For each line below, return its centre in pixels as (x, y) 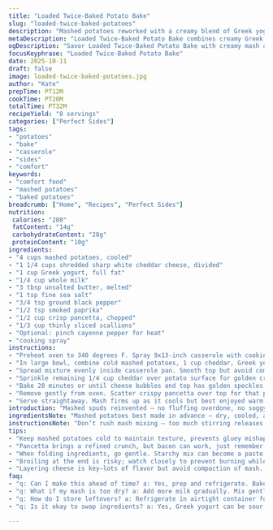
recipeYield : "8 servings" (54, 114)
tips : (17, 431)
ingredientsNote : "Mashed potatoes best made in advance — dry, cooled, (134, 416)
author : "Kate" (34, 84)
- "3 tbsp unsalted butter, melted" (70, 288)
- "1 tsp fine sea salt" (50, 295)
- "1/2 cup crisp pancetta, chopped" (72, 317)
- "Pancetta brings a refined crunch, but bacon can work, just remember (136, 446)
